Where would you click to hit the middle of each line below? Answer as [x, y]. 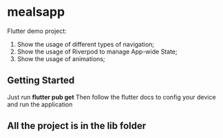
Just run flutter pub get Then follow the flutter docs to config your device [111, 97]
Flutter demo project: [37, 31]
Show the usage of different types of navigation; [86, 44]
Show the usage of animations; [61, 58]
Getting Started [41, 81]
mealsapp [36, 12]
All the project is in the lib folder [77, 126]
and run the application [40, 104]
